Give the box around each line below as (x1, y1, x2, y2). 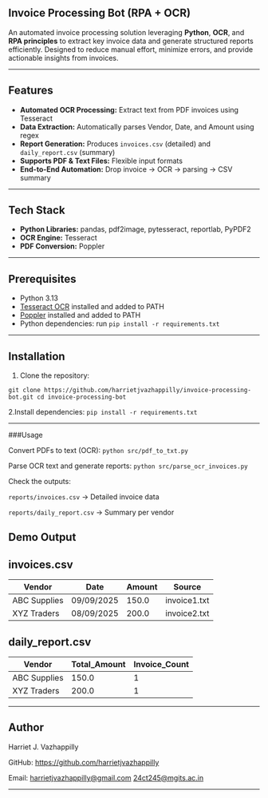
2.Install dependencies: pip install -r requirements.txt (8, 407, 198, 417)
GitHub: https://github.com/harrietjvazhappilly (8, 757, 160, 767)
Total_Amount (71, 659, 126, 670)
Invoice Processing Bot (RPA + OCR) (8, 6, 191, 20)
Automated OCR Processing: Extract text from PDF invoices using (19, 105, 239, 114)
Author (8, 721, 44, 734)
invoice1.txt (165, 595, 210, 606)
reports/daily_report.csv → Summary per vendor (8, 507, 175, 518)
